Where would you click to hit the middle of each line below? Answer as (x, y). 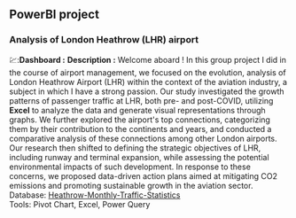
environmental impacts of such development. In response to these (130, 167)
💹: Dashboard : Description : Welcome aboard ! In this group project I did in (148, 59)
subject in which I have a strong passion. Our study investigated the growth (147, 91)
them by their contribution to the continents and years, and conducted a (140, 128)
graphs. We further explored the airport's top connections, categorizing (140, 120)
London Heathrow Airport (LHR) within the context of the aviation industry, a (148, 82)
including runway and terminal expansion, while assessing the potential (139, 157)
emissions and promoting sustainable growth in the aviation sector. (131, 185)
